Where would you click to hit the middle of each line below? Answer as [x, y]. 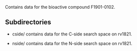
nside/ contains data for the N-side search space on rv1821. [72, 43]
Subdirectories [28, 22]
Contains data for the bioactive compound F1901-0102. [60, 7]
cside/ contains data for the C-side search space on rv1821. [72, 34]
